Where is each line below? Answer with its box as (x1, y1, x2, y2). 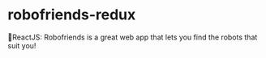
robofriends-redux (7, 6, 136, 24)
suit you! (7, 40, 36, 50)
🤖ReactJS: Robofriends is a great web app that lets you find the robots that (7, 32, 258, 42)
